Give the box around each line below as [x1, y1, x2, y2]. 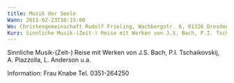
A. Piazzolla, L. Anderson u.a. [7, 56, 92, 64]
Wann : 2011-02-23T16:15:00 [7, 17, 86, 24]
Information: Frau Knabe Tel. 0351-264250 [7, 69, 130, 77]
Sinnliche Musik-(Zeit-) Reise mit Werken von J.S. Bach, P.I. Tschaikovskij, [7, 48, 220, 57]
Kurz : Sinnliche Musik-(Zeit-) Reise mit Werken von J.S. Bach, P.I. [7, 29, 214, 37]
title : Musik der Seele [7, 10, 77, 17]
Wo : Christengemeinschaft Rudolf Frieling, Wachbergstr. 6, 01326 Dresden [7, 23, 229, 30]
